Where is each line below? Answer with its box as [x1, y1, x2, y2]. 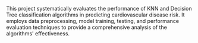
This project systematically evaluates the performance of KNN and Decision [6, 5, 192, 12]
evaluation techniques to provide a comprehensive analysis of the [6, 24, 168, 31]
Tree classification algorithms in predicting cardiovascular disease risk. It [6, 11, 185, 18]
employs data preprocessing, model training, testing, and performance [6, 18, 180, 24]
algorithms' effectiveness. [6, 30, 70, 37]
